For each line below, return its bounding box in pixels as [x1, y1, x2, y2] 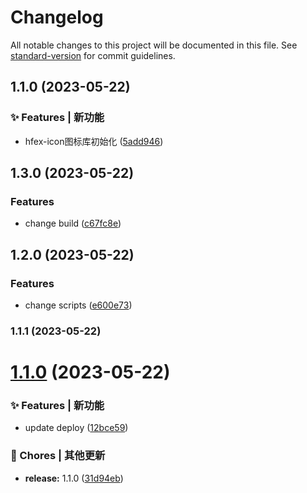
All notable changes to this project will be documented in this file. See [10, 39, 298, 51]
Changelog [10, 6, 104, 29]
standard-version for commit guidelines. [10, 49, 176, 61]
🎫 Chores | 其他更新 [10, 449, 106, 463]
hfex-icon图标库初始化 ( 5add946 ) [24, 135, 164, 147]
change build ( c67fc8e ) [24, 217, 122, 230]
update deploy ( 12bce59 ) [24, 422, 129, 434]
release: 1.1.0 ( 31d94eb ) [24, 472, 124, 484]
